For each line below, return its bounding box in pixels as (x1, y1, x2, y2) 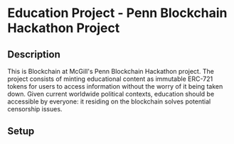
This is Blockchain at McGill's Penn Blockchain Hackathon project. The (7, 67, 215, 75)
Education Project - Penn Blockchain (7, 5, 228, 21)
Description (7, 48, 60, 60)
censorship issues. (7, 105, 63, 113)
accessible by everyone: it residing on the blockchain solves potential (7, 97, 211, 106)
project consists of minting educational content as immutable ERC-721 (7, 74, 213, 83)
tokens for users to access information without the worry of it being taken (7, 82, 223, 90)
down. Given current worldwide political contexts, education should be (7, 90, 215, 98)
